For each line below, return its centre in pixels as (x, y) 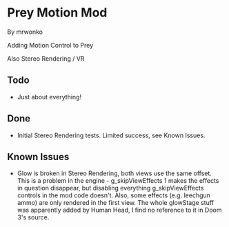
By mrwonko (25, 32)
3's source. (33, 217)
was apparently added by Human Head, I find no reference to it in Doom (119, 210)
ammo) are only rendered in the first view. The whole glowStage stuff (116, 203)
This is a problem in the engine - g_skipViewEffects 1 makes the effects (118, 181)
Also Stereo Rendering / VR (46, 58)
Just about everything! (49, 97)
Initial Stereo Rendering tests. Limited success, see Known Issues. (111, 135)
